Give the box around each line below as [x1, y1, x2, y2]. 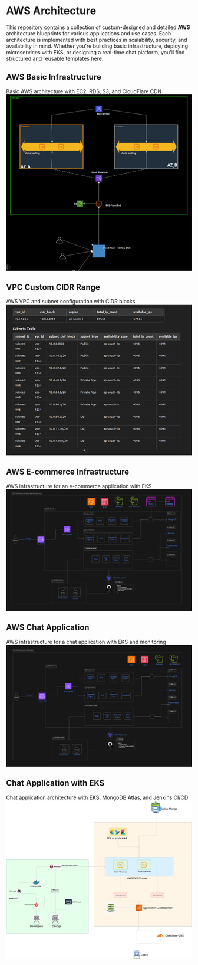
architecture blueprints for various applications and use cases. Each [6, 30, 171, 37]
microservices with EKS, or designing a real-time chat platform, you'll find [6, 48, 185, 55]
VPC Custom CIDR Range [6, 282, 100, 293]
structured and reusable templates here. [6, 55, 104, 62]
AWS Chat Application [6, 623, 90, 633]
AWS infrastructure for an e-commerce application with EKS [6, 482, 152, 489]
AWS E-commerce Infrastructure [6, 467, 130, 477]
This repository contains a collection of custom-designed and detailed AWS [6, 24, 190, 31]
